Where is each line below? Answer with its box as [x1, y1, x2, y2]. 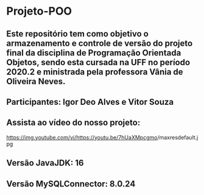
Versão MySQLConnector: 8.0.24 [6, 179, 136, 189]
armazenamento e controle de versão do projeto [6, 38, 193, 48]
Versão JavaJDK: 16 [6, 158, 84, 168]
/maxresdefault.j [157, 133, 199, 141]
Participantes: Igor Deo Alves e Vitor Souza [6, 96, 174, 107]
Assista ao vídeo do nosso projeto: [6, 118, 141, 128]
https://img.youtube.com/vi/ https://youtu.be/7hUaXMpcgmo [6, 133, 158, 141]
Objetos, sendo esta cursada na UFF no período [6, 57, 191, 68]
